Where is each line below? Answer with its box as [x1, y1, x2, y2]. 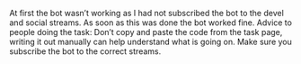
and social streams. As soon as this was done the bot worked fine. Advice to [9, 17, 292, 28]
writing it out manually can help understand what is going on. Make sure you [9, 36, 292, 47]
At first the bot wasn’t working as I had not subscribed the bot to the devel [9, 8, 285, 18]
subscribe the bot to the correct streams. [9, 46, 162, 57]
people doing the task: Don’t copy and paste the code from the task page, [9, 27, 283, 37]
